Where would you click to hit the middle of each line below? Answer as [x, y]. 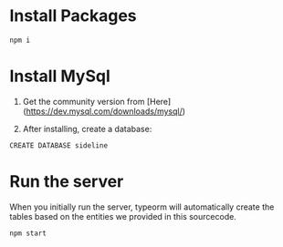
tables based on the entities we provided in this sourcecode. [123, 216]
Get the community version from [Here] [97, 101]
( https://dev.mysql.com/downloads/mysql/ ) [104, 111]
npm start [28, 233]
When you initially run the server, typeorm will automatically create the [142, 207]
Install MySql [60, 76]
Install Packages [73, 16]
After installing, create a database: [87, 129]
